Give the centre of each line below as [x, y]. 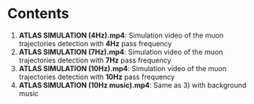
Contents [39, 14]
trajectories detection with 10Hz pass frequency [97, 77]
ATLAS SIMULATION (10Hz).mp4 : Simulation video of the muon [123, 68]
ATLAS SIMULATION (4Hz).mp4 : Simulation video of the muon [121, 35]
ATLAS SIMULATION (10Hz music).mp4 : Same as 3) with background [133, 85]
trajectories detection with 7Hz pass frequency [95, 60]
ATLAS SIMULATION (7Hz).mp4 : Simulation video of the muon [121, 52]
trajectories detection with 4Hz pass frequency [95, 43]
